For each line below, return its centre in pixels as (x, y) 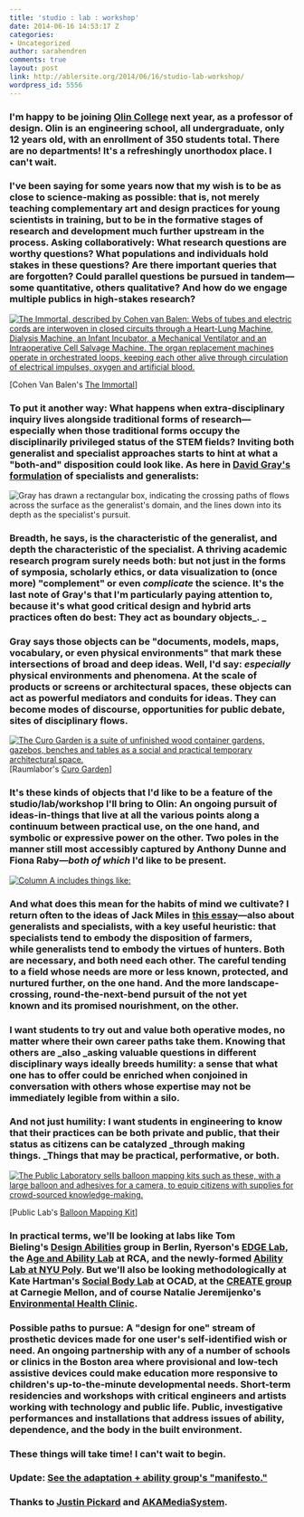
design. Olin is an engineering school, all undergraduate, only (147, 128)
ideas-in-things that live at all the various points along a (134, 815)
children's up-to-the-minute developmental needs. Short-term (150, 1384)
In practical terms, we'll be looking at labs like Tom (122, 1236)
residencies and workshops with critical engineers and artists (148, 1396)
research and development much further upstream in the (137, 232)
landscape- (253, 982)
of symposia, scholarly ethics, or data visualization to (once (143, 573)
